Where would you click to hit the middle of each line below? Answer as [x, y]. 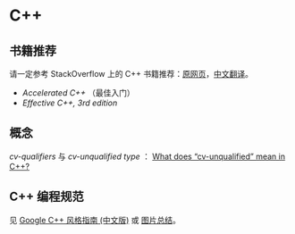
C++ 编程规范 [47, 197]
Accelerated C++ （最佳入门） [79, 93]
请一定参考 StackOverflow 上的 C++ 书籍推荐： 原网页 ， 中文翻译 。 [131, 74]
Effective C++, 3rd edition [70, 103]
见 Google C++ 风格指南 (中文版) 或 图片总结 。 [95, 220]
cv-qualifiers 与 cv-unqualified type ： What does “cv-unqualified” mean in [147, 156]
